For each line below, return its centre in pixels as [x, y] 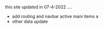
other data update [30, 22]
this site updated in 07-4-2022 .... [39, 7]
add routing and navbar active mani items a [55, 16]
